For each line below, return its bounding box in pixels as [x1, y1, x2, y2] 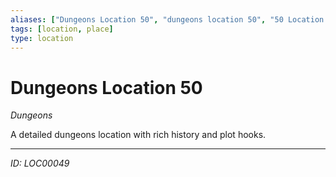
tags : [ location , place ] [10, 24, 114, 34]
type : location [10, 33, 74, 43]
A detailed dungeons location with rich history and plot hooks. [10, 129, 267, 141]
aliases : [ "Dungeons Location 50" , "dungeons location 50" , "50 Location [10, 14, 325, 25]
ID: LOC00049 [10, 157, 70, 170]
